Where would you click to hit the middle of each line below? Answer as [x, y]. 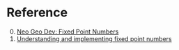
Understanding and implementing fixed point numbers [94, 38]
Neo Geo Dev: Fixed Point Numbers [68, 32]
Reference [37, 13]
